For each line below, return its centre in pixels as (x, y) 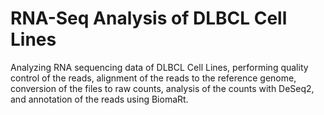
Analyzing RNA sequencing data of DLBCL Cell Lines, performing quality (159, 67)
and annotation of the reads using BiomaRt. (99, 99)
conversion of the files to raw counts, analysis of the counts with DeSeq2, (162, 88)
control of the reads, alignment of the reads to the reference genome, (153, 78)
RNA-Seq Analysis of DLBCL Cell (149, 18)
